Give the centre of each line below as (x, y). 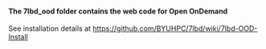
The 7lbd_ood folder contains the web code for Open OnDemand (118, 11)
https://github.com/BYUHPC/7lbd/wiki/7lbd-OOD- (175, 28)
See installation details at (49, 28)
